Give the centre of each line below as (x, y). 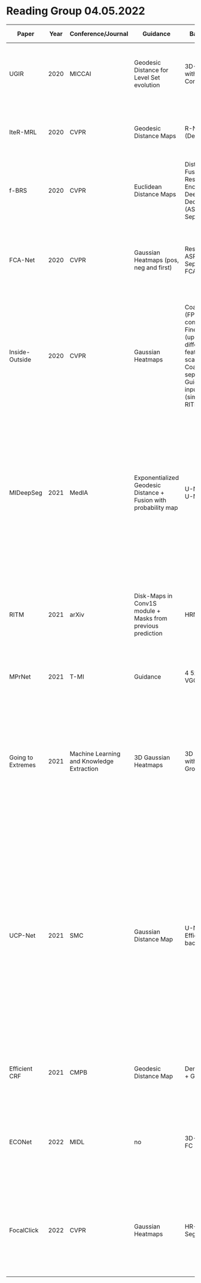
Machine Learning (95, 753)
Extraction (84, 768)
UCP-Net (22, 935)
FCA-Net (22, 260)
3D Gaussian (152, 757)
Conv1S (145, 603)
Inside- (20, 352)
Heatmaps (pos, (156, 260)
